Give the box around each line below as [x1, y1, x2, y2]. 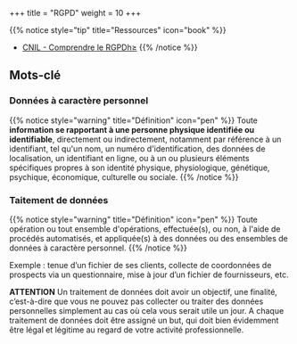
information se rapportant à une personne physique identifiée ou [9, 124, 255, 135]
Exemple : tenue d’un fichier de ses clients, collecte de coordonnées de [9, 259, 272, 270]
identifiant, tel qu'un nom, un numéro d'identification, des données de [9, 143, 266, 154]
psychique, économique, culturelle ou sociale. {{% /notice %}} [9, 171, 239, 182]
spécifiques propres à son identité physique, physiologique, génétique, [9, 162, 270, 173]
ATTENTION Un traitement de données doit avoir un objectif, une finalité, [9, 286, 278, 297]
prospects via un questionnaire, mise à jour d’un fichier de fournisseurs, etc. [9, 269, 289, 280]
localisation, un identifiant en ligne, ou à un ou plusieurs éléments [9, 152, 250, 163]
